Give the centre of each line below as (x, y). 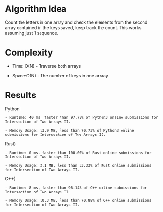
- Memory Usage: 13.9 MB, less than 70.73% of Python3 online (70, 130)
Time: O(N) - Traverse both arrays (46, 66)
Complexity (29, 53)
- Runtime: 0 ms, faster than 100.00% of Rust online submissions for (78, 153)
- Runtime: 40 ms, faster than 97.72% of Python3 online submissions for (82, 117)
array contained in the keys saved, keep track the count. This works (73, 27)
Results (21, 95)
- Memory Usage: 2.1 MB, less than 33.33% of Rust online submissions (78, 165)
